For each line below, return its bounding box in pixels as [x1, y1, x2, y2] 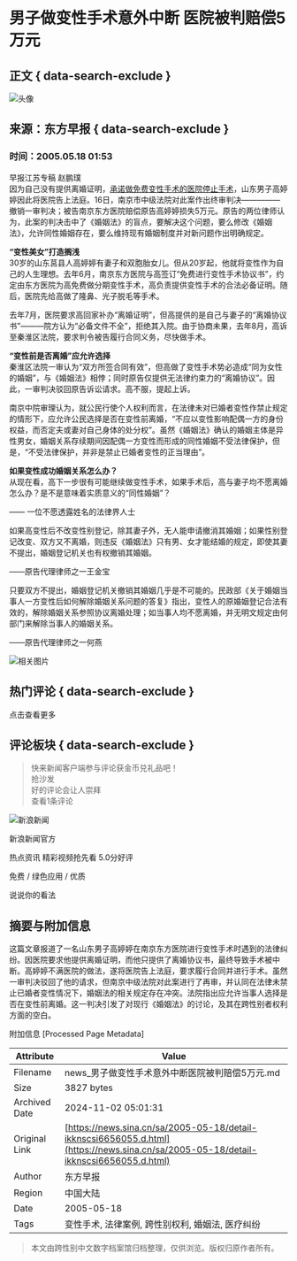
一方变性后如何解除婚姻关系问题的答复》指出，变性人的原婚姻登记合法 [24, 596, 280, 606]
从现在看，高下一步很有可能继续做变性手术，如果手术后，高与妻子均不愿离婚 [9, 476, 288, 487]
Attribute [15, 1050, 55, 1063]
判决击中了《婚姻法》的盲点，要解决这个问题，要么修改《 [47, 216, 257, 227]
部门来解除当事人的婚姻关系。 [9, 618, 118, 628]
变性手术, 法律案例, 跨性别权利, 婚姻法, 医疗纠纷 [65, 1219, 261, 1231]
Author [13, 1170, 42, 1182]
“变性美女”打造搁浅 [9, 246, 80, 257]
